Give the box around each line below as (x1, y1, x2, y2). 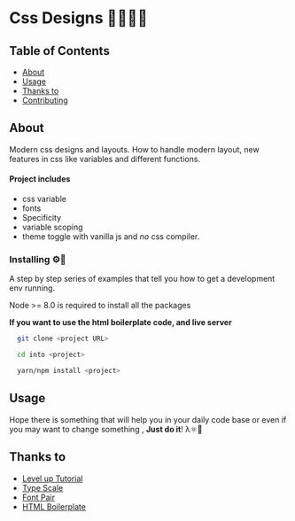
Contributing (21, 95, 68, 105)
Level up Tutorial (21, 473, 83, 484)
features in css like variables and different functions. (9, 153, 201, 164)
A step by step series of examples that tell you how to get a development (9, 274, 276, 284)
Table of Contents (9, 43, 111, 58)
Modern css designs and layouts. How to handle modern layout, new (9, 144, 260, 154)
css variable (21, 194, 66, 205)
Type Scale (21, 482, 64, 493)
